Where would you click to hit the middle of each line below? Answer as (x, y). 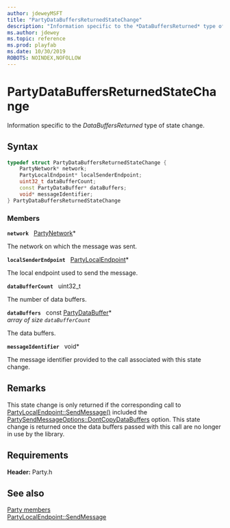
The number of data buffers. (47, 299)
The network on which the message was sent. (72, 246)
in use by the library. (36, 434)
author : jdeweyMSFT (35, 13)
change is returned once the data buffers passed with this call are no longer (114, 426)
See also (26, 493)
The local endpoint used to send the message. (73, 273)
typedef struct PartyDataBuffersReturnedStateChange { (87, 162)
